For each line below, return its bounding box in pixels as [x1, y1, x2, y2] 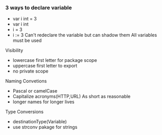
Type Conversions [5, 109, 44, 115]
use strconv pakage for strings [12, 124, 78, 130]
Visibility [5, 48, 24, 54]
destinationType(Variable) [12, 119, 67, 125]
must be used [12, 37, 42, 43]
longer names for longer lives [12, 99, 75, 105]
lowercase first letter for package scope [12, 57, 97, 63]
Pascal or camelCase [12, 88, 58, 94]
